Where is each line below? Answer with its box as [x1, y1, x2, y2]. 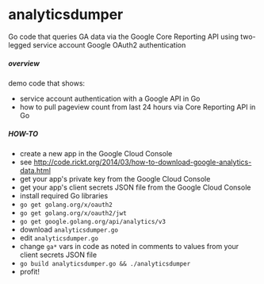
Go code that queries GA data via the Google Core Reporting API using [8, 32, 239, 41]
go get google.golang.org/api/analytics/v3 [19, 217, 166, 225]
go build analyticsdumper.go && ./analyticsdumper [19, 259, 191, 267]
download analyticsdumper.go [19, 225, 119, 234]
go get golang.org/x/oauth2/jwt [19, 209, 127, 217]
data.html [19, 165, 52, 175]
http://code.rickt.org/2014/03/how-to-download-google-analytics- [33, 157, 252, 167]
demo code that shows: [8, 78, 86, 88]
